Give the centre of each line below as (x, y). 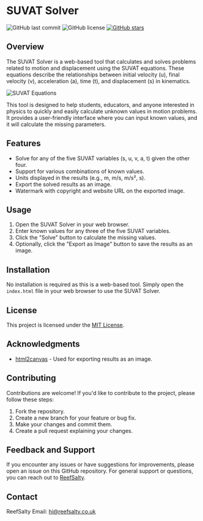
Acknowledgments (43, 344)
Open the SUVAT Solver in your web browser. (72, 224)
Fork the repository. (40, 411)
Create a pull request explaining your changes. (74, 430)
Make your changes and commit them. (64, 424)
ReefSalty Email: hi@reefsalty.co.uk (51, 512)
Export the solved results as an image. (63, 184)
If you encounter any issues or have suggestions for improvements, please (100, 465)
